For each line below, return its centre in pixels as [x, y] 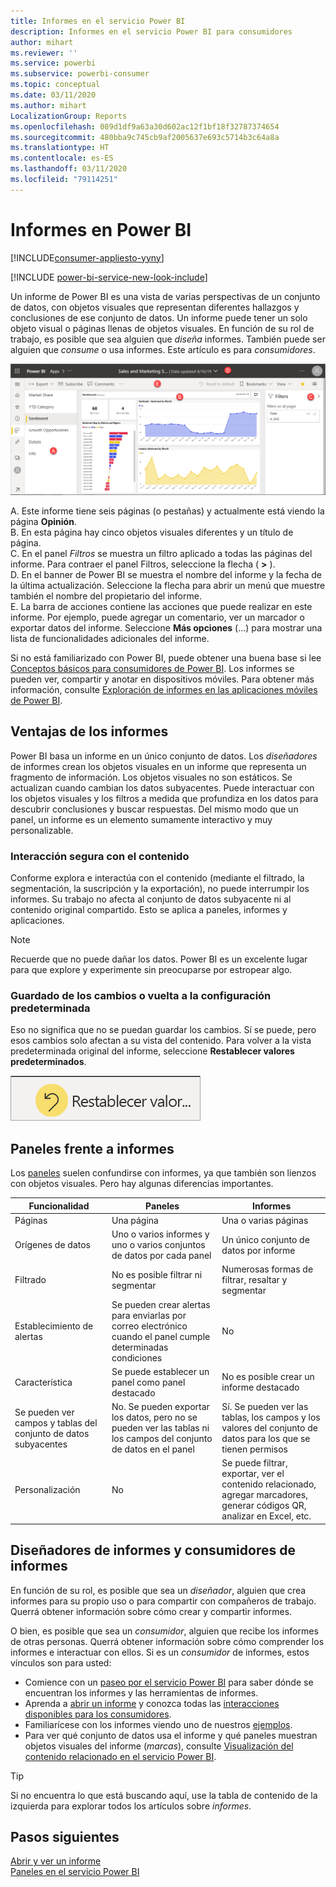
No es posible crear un [268, 1377]
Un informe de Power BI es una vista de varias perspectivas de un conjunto [165, 296]
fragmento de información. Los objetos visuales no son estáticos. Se [151, 777]
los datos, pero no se [154, 1417]
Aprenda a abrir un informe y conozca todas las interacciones [152, 1703]
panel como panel [148, 1382]
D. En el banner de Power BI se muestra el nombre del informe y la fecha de [166, 574]
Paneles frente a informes [92, 1148]
